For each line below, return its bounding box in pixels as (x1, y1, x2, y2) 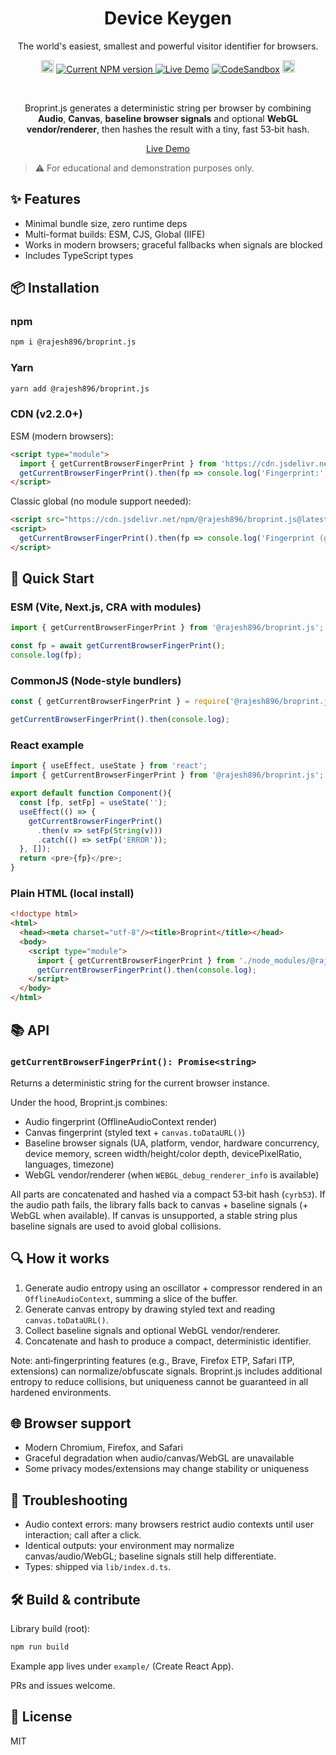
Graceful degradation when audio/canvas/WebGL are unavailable (24, 1452, 295, 1464)
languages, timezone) (24, 1158, 115, 1170)
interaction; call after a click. (24, 1529, 142, 1541)
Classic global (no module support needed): (10, 495, 192, 507)
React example (10, 738, 85, 752)
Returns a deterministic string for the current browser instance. (10, 1077, 270, 1089)
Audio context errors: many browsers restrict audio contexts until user (24, 1518, 314, 1531)
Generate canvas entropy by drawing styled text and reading (24, 1303, 276, 1315)
